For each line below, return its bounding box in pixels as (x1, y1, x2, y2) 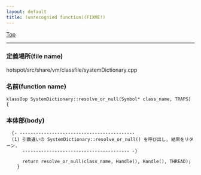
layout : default (6, 8, 47, 15)
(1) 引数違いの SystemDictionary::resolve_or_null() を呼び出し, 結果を (11, 137, 185, 143)
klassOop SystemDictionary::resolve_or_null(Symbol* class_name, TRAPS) (6, 96, 191, 102)
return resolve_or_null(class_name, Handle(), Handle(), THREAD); (22, 159, 191, 165)
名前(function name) (6, 82, 67, 90)
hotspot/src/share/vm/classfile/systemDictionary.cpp (6, 66, 138, 73)
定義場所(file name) (6, 52, 63, 60)
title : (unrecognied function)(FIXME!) (6, 14, 106, 20)
